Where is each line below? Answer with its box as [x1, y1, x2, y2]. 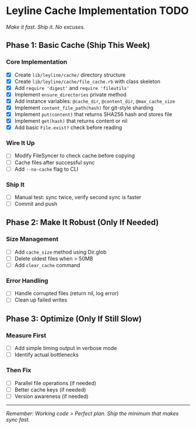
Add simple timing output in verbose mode [14, 345, 117, 352]
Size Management [6, 235, 59, 243]
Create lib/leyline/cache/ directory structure [14, 71, 126, 78]
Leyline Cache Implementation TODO [6, 4, 189, 18]
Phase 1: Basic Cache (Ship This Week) [6, 40, 150, 50]
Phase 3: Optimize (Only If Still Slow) [6, 314, 142, 324]
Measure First [6, 331, 47, 340]
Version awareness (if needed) [14, 393, 89, 400]
